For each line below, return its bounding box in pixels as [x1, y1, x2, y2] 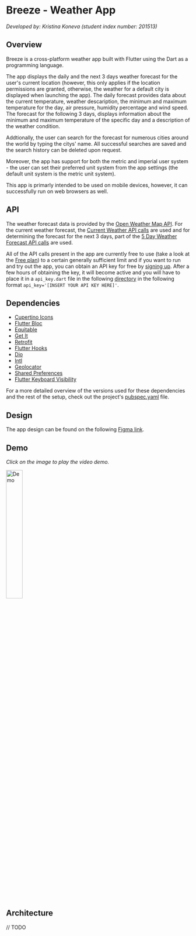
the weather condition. [6, 122, 60, 129]
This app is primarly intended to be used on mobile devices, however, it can [6, 181, 188, 188]
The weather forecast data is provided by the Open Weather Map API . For [6, 220, 183, 227]
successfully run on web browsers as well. [6, 188, 108, 195]
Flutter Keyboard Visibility [14, 376, 77, 383]
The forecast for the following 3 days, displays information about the [6, 110, 171, 117]
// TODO [6, 924, 26, 931]
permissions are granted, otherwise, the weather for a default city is [6, 85, 169, 92]
